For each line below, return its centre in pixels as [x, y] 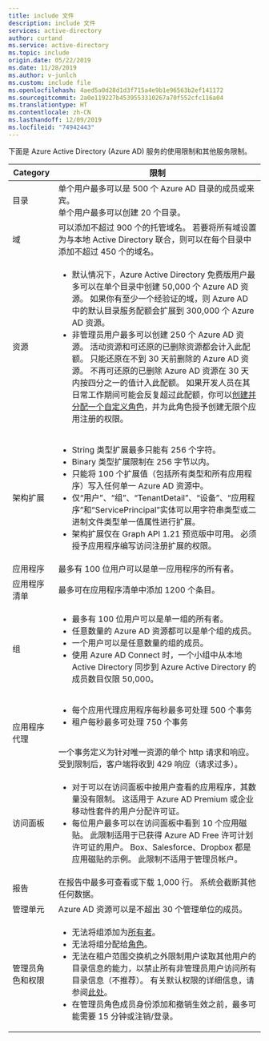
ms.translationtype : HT [48, 105]
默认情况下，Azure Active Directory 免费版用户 [160, 275]
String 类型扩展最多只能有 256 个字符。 [146, 449]
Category [32, 172]
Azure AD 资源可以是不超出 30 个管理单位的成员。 [153, 909]
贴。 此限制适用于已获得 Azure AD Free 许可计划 [163, 835]
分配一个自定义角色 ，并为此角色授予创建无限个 [160, 407]
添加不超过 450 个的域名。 [108, 251]
